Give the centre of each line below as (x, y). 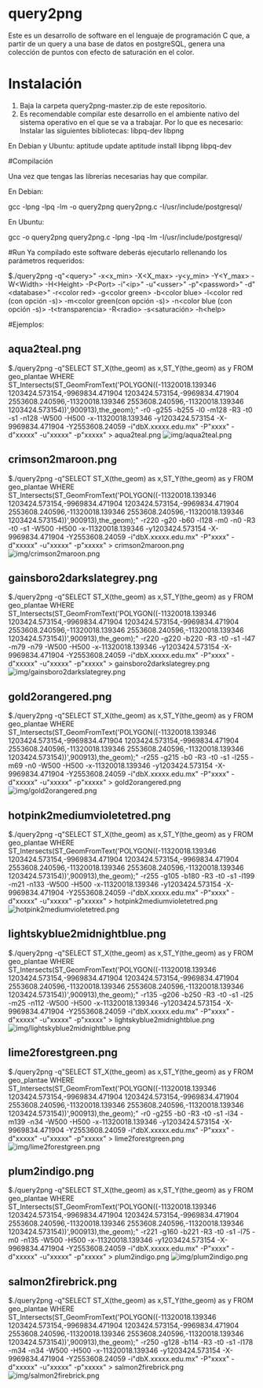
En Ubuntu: (26, 221)
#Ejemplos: (26, 324)
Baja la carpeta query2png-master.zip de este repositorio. (113, 105)
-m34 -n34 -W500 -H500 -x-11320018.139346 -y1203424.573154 (115, 1350)
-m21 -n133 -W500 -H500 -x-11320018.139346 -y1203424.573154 (115, 884)
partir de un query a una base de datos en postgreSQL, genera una (117, 43)
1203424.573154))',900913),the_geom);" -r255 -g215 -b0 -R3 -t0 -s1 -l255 (128, 758)
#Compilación (31, 161)
